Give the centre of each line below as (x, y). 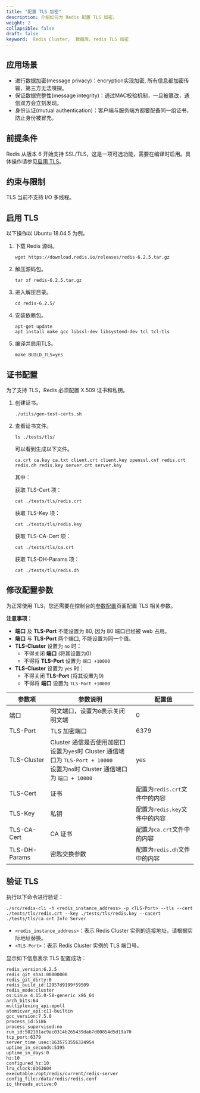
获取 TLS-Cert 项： (38, 490)
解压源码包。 (30, 269)
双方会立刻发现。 (41, 103)
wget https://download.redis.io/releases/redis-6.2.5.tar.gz (92, 257)
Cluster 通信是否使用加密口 (88, 742)
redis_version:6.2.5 (32, 969)
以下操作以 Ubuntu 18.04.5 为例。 (47, 234)
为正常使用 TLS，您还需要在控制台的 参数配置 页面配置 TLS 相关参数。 (91, 606)
